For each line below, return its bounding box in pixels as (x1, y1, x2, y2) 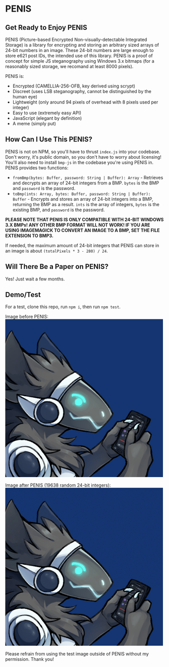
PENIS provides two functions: (5, 165, 69, 171)
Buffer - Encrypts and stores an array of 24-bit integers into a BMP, (12, 196, 153, 202)
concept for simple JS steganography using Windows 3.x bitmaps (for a (5, 58, 155, 64)
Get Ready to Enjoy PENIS (5, 23, 87, 32)
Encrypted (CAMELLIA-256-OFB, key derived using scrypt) (12, 83, 135, 89)
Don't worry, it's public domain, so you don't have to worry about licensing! (5, 154, 161, 160)
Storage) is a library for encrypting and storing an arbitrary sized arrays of (5, 42, 159, 48)
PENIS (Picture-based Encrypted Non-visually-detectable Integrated (5, 36, 147, 42)
